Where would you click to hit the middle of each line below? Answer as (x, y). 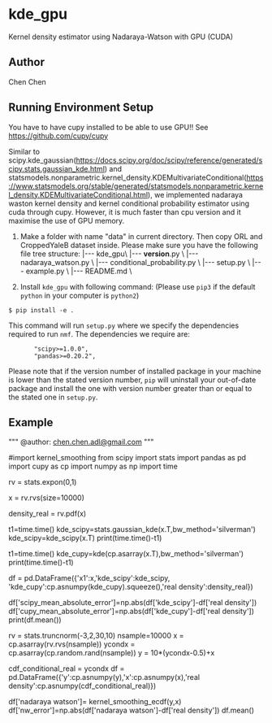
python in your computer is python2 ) (80, 295)
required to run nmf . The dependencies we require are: (99, 333)
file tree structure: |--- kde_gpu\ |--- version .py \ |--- (109, 254)
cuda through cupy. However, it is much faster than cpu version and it (125, 211)
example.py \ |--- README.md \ (79, 271)
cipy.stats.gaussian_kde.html (57, 168)
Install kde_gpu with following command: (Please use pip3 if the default (138, 286)
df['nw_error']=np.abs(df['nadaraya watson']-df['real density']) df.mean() (131, 710)
